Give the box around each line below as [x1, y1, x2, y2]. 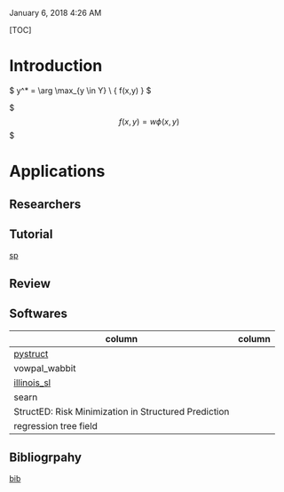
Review [9, 275, 51, 291]
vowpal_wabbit [13, 361, 76, 374]
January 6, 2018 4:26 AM [9, 8, 102, 18]
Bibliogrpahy [9, 449, 83, 464]
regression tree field [13, 419, 98, 432]
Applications [9, 162, 106, 181]
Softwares [9, 306, 68, 321]
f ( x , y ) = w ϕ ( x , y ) [118, 115, 180, 127]
